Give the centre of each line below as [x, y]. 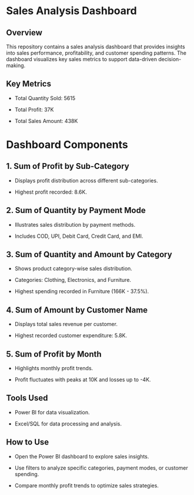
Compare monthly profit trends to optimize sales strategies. [86, 485]
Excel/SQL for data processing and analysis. [68, 423]
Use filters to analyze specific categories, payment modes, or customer [101, 468]
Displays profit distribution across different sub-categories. [86, 180]
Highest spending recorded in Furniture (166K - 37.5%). [82, 291]
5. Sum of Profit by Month [54, 354]
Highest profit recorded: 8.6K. [51, 192]
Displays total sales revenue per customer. [66, 324]
